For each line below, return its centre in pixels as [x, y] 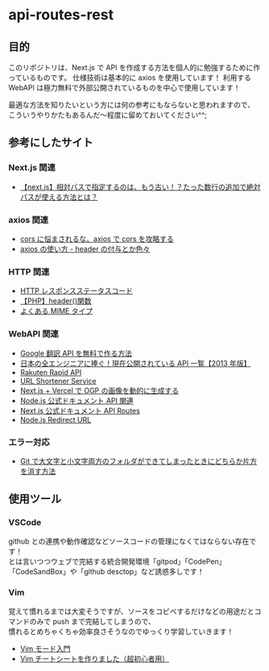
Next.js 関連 [32, 168]
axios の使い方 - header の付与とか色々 [85, 248]
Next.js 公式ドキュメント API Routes [80, 411]
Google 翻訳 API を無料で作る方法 [76, 353]
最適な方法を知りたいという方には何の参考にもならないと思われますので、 [132, 105]
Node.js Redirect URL [56, 419]
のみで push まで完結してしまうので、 [92, 621]
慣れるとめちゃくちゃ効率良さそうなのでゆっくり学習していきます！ [121, 631]
